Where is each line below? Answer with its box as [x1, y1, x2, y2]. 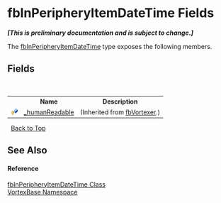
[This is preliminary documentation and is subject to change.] [7, 28, 193, 37]
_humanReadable [23, 108, 74, 116]
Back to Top [10, 124, 46, 132]
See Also [7, 144, 47, 157]
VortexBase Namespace [7, 187, 78, 196]
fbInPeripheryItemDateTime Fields [7, 5, 215, 21]
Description [102, 97, 138, 106]
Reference [7, 164, 39, 172]
